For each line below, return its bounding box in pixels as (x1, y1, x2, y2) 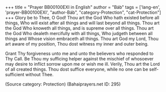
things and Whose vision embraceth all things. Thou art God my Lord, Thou (5, 36, 159, 42)
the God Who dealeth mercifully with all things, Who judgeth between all (5, 31, 153, 36)
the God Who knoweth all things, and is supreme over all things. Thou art (5, 25, 154, 31)
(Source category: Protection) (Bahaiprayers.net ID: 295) (5, 81, 121, 87)
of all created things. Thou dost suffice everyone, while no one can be (5, 66, 149, 72)
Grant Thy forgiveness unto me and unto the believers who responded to (5, 50, 154, 56)
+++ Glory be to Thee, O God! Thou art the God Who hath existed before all (5, 15, 160, 20)
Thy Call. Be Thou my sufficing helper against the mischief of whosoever (5, 56, 154, 61)
